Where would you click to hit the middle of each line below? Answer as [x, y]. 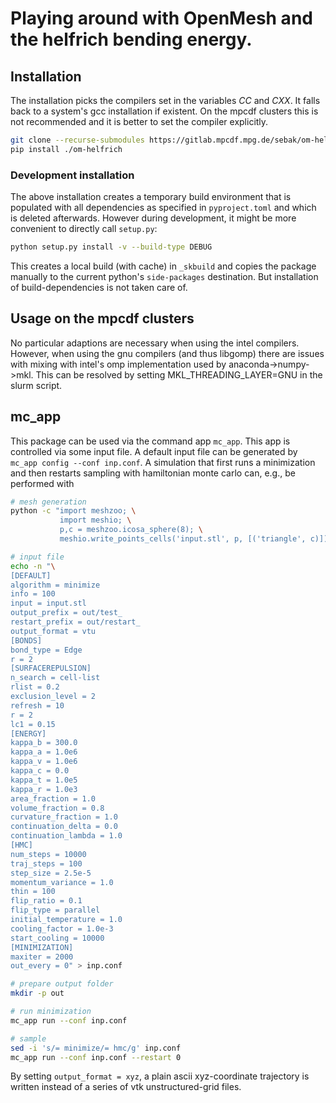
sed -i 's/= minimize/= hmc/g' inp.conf [96, 1048]
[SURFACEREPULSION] [51, 668]
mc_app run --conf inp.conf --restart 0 [96, 1057]
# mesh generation [48, 502]
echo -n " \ [33, 566]
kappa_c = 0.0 [40, 771]
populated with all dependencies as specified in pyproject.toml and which [163, 208]
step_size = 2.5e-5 [51, 873]
